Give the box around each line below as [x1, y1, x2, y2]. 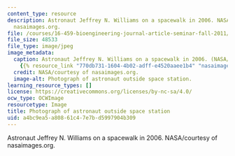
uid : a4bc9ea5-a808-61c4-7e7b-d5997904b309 [7, 114, 136, 121]
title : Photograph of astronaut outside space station [7, 108, 171, 115]
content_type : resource [7, 10, 77, 17]
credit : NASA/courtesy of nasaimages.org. [13, 69, 139, 76]
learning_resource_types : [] [7, 82, 92, 89]
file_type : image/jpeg [7, 43, 73, 50]
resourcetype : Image [7, 101, 68, 108]
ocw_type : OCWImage [7, 95, 64, 102]
